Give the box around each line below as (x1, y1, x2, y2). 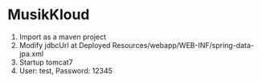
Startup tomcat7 (18, 57, 73, 67)
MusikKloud (7, 6, 90, 24)
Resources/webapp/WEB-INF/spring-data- (112, 40, 255, 49)
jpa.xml (18, 49, 44, 58)
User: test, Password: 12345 (18, 65, 113, 75)
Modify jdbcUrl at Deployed (18, 40, 111, 49)
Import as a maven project (18, 32, 106, 41)
